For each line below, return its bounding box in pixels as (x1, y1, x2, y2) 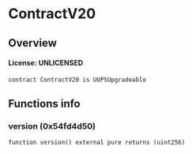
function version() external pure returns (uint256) (8, 139, 186, 147)
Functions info (8, 97, 81, 111)
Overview (8, 36, 58, 50)
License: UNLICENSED (8, 58, 84, 68)
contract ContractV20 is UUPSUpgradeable (8, 76, 147, 84)
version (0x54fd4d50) (8, 121, 96, 132)
